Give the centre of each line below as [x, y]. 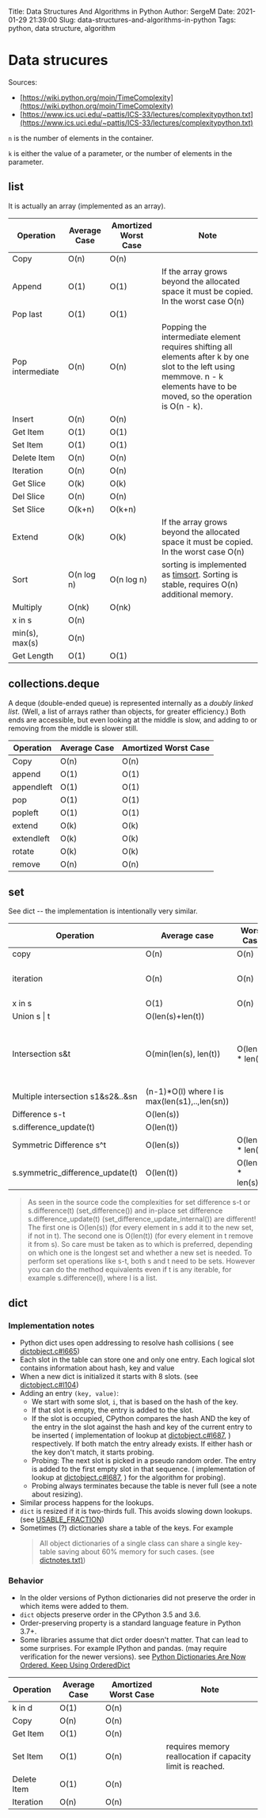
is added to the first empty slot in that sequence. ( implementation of [143, 1469]
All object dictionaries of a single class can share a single [133, 1543]
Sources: [23, 82]
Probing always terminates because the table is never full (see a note [144, 1486]
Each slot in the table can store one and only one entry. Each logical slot [137, 1360]
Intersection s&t [42, 1054]
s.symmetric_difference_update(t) [75, 1173]
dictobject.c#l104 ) [49, 1385]
